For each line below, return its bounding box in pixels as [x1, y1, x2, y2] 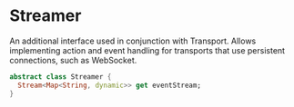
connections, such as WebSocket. [9, 54, 137, 65]
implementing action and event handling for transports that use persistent [9, 44, 285, 55]
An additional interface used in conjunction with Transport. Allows [9, 35, 257, 46]
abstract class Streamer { [9, 72, 112, 82]
